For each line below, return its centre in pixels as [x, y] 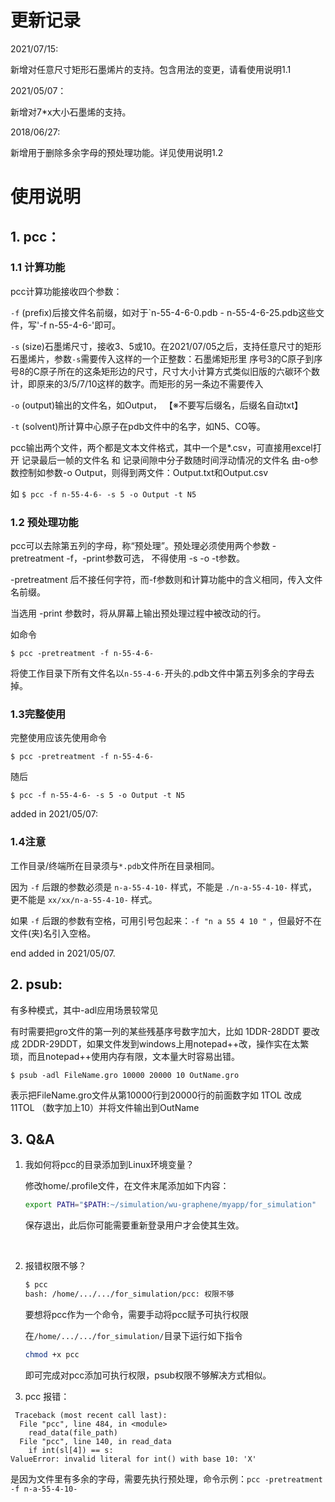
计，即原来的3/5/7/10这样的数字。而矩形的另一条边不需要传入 [137, 383]
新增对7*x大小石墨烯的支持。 [71, 112]
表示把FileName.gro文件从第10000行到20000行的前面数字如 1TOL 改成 [156, 1095]
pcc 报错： [47, 1396]
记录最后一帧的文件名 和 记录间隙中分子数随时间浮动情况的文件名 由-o [165, 460]
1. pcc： [35, 236]
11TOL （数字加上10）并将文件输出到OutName [105, 1107]
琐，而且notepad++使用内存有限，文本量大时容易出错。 [125, 1056]
